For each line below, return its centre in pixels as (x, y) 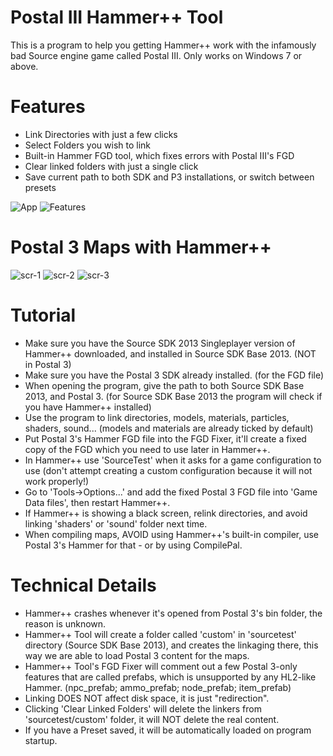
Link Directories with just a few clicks (101, 134)
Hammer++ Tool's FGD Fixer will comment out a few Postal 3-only (161, 666)
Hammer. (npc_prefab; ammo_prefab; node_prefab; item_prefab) (158, 687)
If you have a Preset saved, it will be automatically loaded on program (168, 730)
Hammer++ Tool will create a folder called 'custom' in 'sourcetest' (160, 634)
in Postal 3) (48, 364)
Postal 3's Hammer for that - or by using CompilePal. (133, 545)
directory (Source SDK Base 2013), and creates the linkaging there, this (171, 645)
